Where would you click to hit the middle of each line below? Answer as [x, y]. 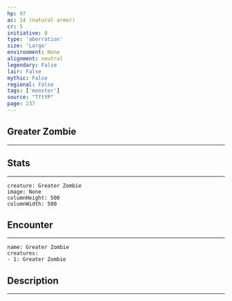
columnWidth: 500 [32, 204]
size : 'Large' [28, 46]
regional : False [30, 84]
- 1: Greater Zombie [37, 259]
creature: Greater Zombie [44, 185]
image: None [24, 192]
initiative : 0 [28, 33]
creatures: [23, 253]
